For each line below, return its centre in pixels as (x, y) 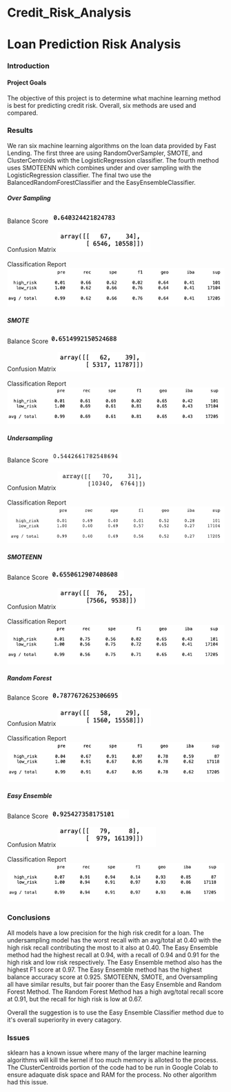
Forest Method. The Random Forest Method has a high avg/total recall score (115, 992)
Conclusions (29, 918)
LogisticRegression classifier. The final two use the (79, 175)
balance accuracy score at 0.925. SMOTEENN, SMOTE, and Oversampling (113, 976)
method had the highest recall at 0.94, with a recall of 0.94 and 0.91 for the (113, 955)
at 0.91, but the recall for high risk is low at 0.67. (75, 999)
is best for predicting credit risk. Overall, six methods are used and (102, 105)
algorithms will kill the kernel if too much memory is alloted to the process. (113, 1059)
